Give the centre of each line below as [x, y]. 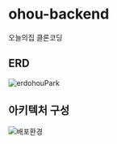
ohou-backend [59, 14]
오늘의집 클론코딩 [36, 37]
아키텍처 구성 [39, 110]
